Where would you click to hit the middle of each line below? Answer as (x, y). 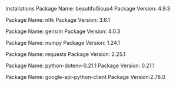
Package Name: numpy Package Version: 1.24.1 (63, 43)
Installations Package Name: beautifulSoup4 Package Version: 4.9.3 (88, 9)
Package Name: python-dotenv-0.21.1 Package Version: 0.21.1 (80, 65)
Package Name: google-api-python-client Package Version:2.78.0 (85, 77)
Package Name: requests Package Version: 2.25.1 (66, 54)
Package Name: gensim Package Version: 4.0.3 (63, 31)
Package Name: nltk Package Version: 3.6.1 (58, 20)
